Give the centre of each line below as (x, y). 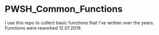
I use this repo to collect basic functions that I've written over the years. (79, 23)
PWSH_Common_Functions (64, 9)
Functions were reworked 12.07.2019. (43, 28)
